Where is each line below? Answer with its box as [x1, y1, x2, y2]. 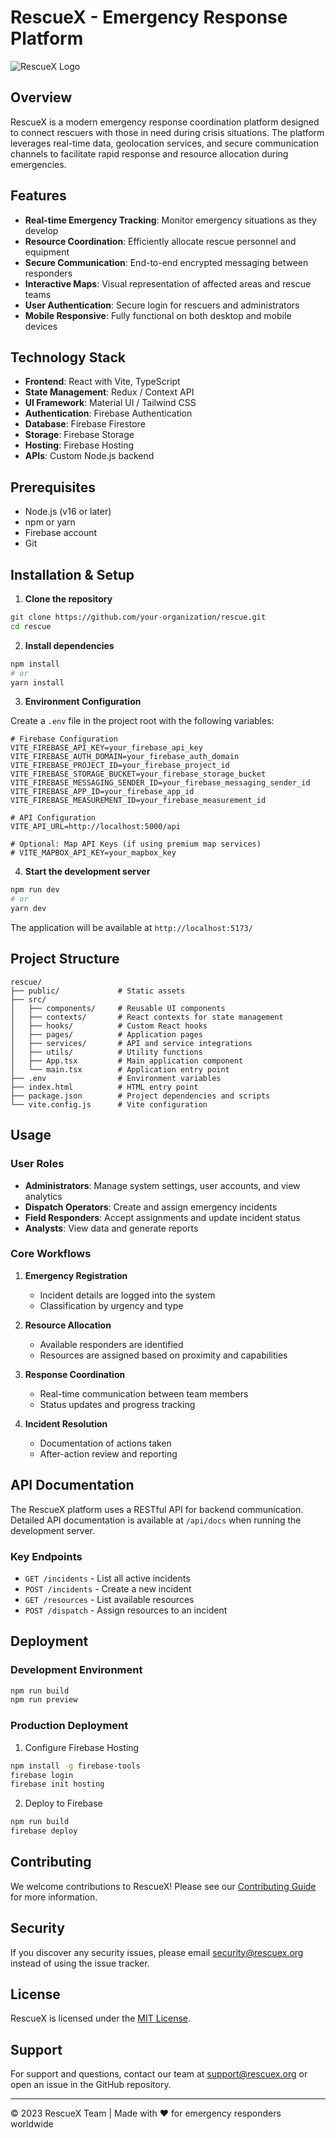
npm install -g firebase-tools [10, 1761, 141, 1771]
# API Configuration [10, 813, 97, 823]
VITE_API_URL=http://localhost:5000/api [10, 822, 182, 832]
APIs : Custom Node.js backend [24, 450, 155, 462]
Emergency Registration [24, 1269, 128, 1281]
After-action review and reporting [39, 1447, 178, 1460]
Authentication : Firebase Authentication [24, 407, 193, 420]
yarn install [10, 677, 65, 688]
